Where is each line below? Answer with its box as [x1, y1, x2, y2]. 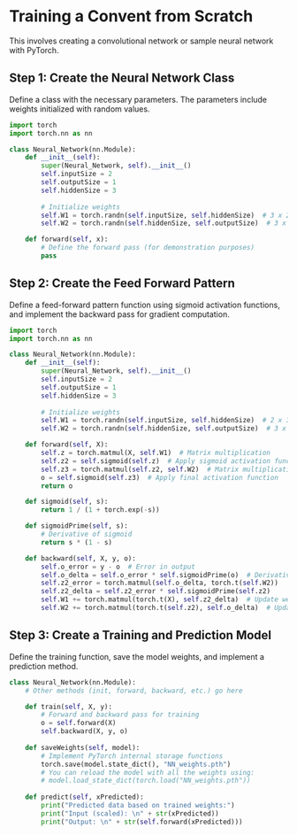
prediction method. [9, 661, 79, 671]
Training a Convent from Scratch [9, 6, 254, 27]
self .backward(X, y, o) [41, 727, 128, 736]
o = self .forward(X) [41, 719, 117, 728]
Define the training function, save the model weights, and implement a [9, 651, 265, 661]
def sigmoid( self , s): [25, 498, 109, 506]
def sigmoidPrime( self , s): [25, 522, 128, 530]
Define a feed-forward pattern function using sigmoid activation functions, [9, 299, 280, 310]
